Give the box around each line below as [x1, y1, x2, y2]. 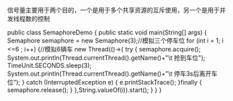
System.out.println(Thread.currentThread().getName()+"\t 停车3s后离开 [7, 69, 212, 78]
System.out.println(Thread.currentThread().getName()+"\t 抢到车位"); [7, 54, 206, 62]
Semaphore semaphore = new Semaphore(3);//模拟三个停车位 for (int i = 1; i [7, 36, 224, 45]
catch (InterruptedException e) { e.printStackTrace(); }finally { [26, 78, 202, 86]
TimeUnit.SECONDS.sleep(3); [7, 61, 92, 69]
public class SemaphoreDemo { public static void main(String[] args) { [7, 28, 207, 36]
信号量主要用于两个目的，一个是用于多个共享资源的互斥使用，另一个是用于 [7, 6, 220, 14]
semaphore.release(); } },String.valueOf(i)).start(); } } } [7, 86, 162, 94]
